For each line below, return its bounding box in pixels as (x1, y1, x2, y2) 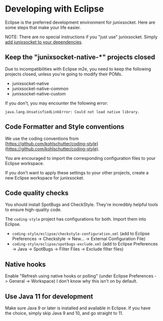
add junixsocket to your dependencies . (5, 39, 83, 45)
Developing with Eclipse (5, 3, 104, 15)
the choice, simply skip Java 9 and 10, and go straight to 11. (5, 310, 124, 316)
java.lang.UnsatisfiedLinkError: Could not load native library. (5, 109, 140, 114)
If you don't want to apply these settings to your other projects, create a (5, 169, 149, 175)
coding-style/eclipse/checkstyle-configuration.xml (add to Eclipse (12, 231, 150, 237)
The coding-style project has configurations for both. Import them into (5, 216, 147, 222)
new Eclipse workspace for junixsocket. (5, 175, 84, 181)
